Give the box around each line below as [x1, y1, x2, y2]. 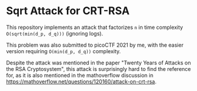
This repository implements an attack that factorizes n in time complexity [6, 24, 183, 31]
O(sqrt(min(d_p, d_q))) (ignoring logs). [6, 30, 104, 37]
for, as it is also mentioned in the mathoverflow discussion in [6, 71, 154, 79]
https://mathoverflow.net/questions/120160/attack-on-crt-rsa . [6, 78, 157, 85]
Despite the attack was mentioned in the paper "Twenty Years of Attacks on [6, 59, 191, 66]
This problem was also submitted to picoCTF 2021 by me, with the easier [6, 41, 184, 48]
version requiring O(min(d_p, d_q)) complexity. [6, 47, 121, 54]
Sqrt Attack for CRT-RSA [6, 4, 130, 18]
